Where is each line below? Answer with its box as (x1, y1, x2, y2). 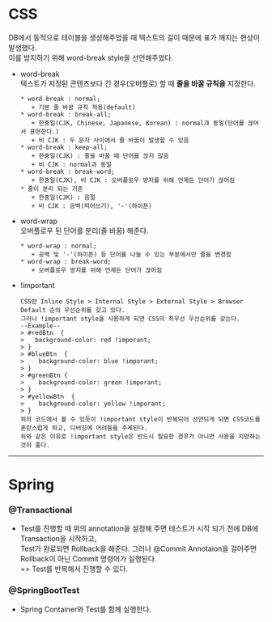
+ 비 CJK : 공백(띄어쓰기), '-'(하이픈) (31, 201, 152, 210)
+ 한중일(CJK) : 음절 (31, 193, 96, 201)
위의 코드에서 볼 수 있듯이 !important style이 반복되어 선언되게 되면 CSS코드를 (19, 415, 261, 423)
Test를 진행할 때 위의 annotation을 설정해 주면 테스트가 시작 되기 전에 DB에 (19, 523, 259, 534)
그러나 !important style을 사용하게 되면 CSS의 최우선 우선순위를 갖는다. (19, 315, 240, 323)
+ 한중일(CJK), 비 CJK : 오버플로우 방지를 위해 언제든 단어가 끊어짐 (31, 176, 236, 184)
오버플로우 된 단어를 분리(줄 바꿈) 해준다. (19, 226, 149, 235)
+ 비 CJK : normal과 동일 (31, 160, 112, 168)
